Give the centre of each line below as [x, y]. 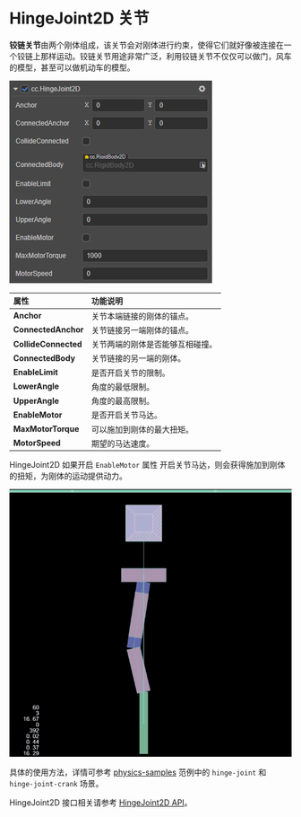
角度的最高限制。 [123, 401]
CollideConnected [47, 344]
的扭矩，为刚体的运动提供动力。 [68, 476]
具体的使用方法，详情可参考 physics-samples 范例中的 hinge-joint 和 [138, 772]
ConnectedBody [44, 358]
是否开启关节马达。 [127, 415]
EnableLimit [35, 373]
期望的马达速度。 [123, 443]
